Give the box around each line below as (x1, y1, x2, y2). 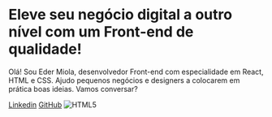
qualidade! (8, 40, 83, 58)
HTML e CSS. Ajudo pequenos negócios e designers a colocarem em (8, 75, 240, 85)
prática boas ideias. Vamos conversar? (8, 84, 138, 93)
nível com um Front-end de (8, 23, 194, 41)
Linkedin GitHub (8, 99, 63, 110)
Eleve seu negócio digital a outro (8, 6, 233, 24)
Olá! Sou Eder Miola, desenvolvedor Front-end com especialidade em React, (8, 67, 264, 76)
